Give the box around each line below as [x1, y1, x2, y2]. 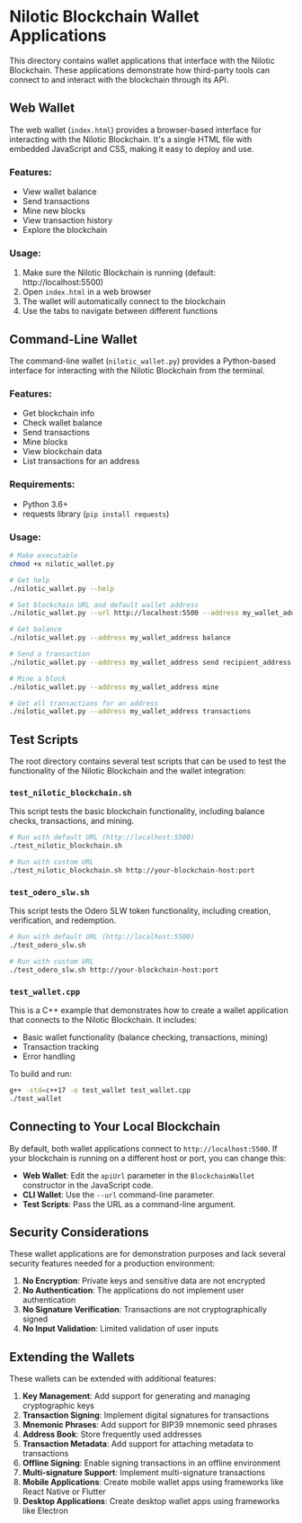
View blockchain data [22, 446, 102, 457]
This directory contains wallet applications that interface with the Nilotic [9, 55, 276, 66]
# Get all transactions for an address [9, 699, 159, 708]
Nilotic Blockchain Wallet [9, 6, 200, 27]
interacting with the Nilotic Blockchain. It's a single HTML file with [9, 133, 253, 145]
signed [22, 1313, 49, 1324]
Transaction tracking [22, 1042, 99, 1052]
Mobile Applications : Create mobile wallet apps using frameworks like [22, 1477, 284, 1488]
